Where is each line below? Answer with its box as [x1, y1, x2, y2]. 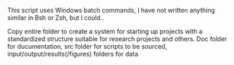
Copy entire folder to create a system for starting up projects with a [7, 28, 203, 35]
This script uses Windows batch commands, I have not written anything [7, 6, 215, 14]
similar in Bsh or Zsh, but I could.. [7, 13, 104, 22]
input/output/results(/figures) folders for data [7, 49, 139, 58]
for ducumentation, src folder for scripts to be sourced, [7, 42, 168, 50]
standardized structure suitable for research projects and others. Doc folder [7, 35, 228, 43]
